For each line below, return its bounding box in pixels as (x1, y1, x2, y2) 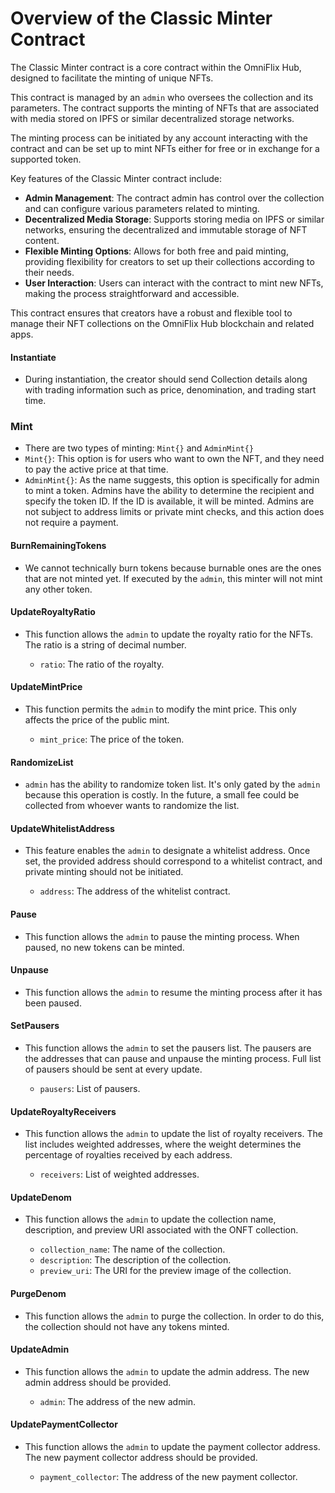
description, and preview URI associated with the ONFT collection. (24, 1224, 299, 1236)
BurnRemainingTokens (10, 540, 107, 552)
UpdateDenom (10, 1191, 72, 1203)
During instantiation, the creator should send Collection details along (24, 373, 308, 386)
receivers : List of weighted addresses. (39, 1168, 200, 1181)
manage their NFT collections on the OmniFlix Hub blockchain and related (10, 317, 315, 329)
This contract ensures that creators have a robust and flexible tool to (10, 307, 293, 319)
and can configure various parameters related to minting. (24, 202, 260, 214)
